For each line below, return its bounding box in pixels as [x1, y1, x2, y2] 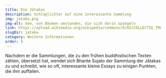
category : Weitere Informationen [5, 35, 74, 40]
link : [5, 26, 16, 30]
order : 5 [5, 39, 23, 44]
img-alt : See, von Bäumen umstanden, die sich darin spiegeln [5, 21, 136, 26]
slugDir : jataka [5, 30, 39, 35]
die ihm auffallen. [5, 68, 41, 74]
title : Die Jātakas [5, 7, 45, 12]
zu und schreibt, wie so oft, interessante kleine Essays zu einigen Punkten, [5, 63, 157, 69]
